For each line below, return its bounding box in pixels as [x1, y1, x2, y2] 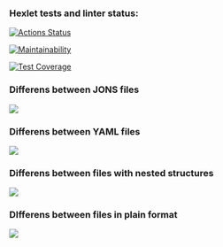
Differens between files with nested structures [9, 166, 214, 179]
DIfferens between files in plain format [9, 209, 178, 221]
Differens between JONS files [9, 83, 140, 96]
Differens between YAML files [9, 125, 141, 137]
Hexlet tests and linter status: [9, 7, 139, 19]
